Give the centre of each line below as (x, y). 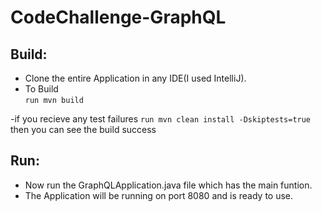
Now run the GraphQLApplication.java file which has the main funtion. (168, 185)
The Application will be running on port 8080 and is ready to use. (159, 195)
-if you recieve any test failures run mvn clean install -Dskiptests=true (161, 119)
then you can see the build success (83, 129)
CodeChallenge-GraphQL (118, 17)
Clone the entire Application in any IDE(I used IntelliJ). (135, 78)
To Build (41, 89)
